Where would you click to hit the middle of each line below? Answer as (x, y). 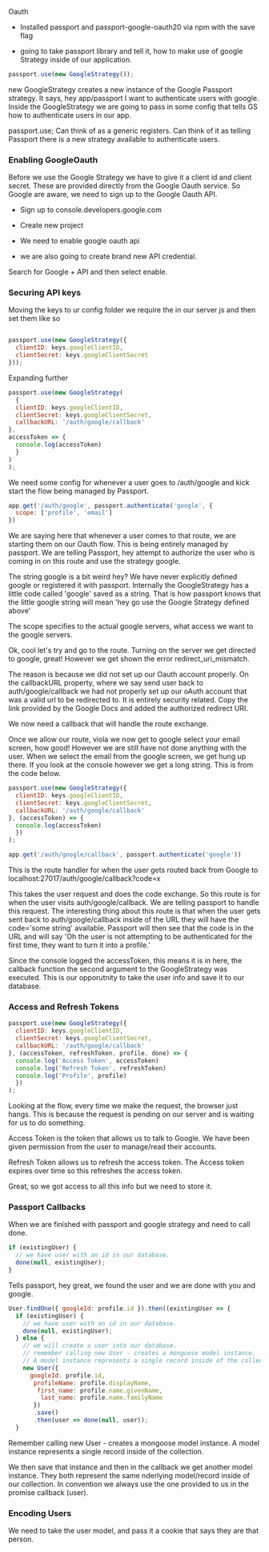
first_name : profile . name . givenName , (100, 1390)
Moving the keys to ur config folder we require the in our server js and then (132, 310)
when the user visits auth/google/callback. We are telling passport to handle (134, 903)
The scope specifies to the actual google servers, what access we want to (131, 626)
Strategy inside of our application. (76, 60)
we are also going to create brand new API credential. (108, 256)
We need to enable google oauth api (80, 241)
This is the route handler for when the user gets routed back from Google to (133, 870)
